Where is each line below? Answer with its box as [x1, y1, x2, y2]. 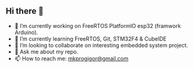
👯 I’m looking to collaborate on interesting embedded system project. [14, 41, 189, 49]
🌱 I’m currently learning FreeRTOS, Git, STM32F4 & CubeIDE [14, 35, 167, 42]
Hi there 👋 [5, 6, 44, 16]
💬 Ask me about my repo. [14, 48, 79, 55]
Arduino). [14, 29, 38, 36]
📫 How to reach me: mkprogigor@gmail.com [14, 55, 129, 62]
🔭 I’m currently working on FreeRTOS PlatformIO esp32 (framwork [14, 22, 181, 29]
